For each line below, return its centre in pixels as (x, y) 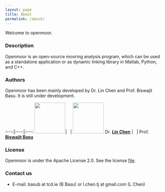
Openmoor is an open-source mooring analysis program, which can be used (82, 56)
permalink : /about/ (25, 19)
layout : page (18, 10)
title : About (18, 14)
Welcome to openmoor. (29, 33)
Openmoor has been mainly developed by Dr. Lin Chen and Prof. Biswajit (79, 90)
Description (19, 46)
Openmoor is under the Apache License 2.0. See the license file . (70, 160)
